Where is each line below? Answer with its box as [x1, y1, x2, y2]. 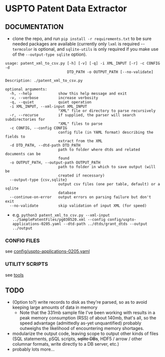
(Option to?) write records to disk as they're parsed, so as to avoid [12, 299, 147, 305]
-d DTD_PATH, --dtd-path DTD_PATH [9, 143, 81, 148]
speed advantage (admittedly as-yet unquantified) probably [19, 320, 142, 326]
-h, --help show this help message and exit [9, 91, 127, 96]
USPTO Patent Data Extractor [5, 3, 127, 14]
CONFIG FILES [5, 237, 40, 244]
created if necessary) [58, 173, 105, 178]
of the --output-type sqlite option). [12, 51, 87, 57]
